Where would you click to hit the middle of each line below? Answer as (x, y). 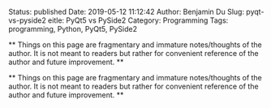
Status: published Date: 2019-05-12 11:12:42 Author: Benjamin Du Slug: (127, 12)
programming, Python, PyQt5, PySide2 (73, 29)
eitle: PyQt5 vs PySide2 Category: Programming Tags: (138, 20)
